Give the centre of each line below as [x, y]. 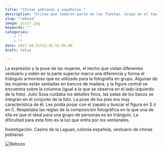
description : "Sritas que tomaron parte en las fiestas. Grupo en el [77, 14]
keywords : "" [18, 28]
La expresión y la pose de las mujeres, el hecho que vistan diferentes [74, 68]
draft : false [18, 50]
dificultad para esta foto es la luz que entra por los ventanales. [67, 120]
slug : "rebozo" [20, 18]
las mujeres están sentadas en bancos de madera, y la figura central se [76, 84]
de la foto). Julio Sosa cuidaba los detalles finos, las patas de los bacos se [79, 94]
